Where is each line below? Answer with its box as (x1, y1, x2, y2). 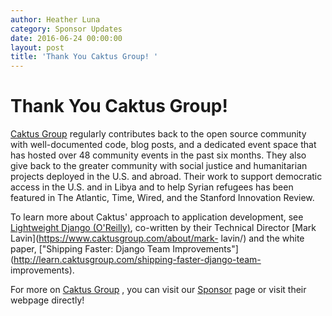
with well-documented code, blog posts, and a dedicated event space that (10, 139, 317, 151)
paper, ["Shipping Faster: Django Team (10, 243, 171, 255)
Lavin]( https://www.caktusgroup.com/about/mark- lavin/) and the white (10, 232, 305, 245)
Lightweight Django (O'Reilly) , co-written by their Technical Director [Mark (10, 222, 317, 234)
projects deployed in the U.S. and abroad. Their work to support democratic (10, 171, 323, 183)
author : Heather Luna (10, 14, 101, 25)
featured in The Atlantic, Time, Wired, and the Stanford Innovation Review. (10, 192, 315, 204)
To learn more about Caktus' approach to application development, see (10, 211, 304, 223)
